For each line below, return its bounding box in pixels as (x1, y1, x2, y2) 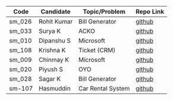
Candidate (40, 8, 71, 15)
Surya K (38, 27, 61, 35)
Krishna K (38, 46, 66, 54)
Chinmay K (38, 56, 69, 64)
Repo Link (135, 8, 165, 15)
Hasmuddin (38, 85, 71, 92)
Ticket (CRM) (78, 46, 116, 54)
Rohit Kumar (38, 18, 73, 25)
